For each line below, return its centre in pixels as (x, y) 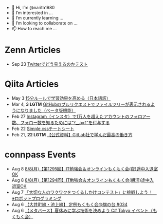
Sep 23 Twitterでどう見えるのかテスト (50, 64)
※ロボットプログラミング (36, 198)
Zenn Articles (33, 50)
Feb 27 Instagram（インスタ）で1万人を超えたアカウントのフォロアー (81, 116)
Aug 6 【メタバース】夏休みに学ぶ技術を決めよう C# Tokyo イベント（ (82, 210)
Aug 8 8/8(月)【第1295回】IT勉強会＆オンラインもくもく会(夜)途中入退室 (85, 168)
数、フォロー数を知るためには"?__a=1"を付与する (61, 122)
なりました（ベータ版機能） (48, 110)
